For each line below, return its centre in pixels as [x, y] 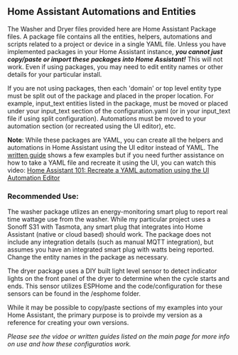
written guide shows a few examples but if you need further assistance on [116, 155]
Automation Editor [34, 177]
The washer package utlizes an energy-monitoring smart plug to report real [118, 212]
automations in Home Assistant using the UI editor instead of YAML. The [113, 147]
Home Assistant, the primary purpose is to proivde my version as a [105, 315]
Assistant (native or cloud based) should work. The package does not [109, 235]
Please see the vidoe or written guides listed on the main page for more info [119, 336]
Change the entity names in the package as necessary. [88, 257]
